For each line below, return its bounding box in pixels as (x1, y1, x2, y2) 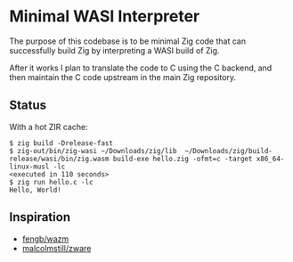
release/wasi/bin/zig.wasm (9, 154, 110, 163)
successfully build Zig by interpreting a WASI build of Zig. (9, 45, 220, 55)
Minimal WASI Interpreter (9, 6, 200, 27)
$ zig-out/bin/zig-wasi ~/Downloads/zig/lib (9, 146, 177, 155)
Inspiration (9, 209, 71, 225)
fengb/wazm (21, 233, 69, 244)
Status (9, 98, 47, 113)
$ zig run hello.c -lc (9, 177, 94, 186)
